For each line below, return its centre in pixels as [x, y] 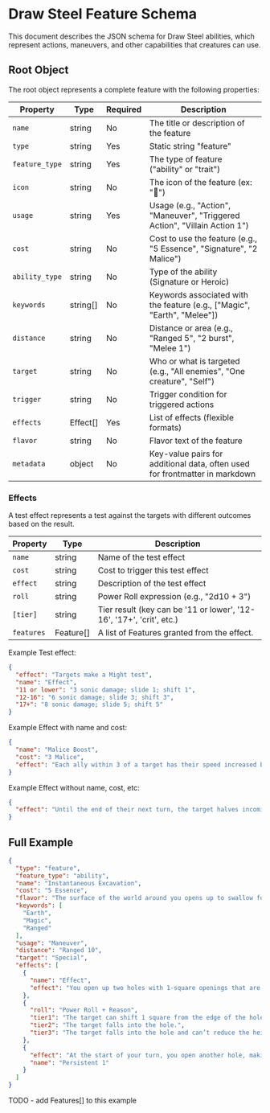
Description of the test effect [152, 584]
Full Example [41, 842]
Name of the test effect [141, 557]
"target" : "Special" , [52, 958]
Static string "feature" [190, 146]
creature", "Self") [182, 381]
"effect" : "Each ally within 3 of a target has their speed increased [136, 765]
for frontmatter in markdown [202, 474]
